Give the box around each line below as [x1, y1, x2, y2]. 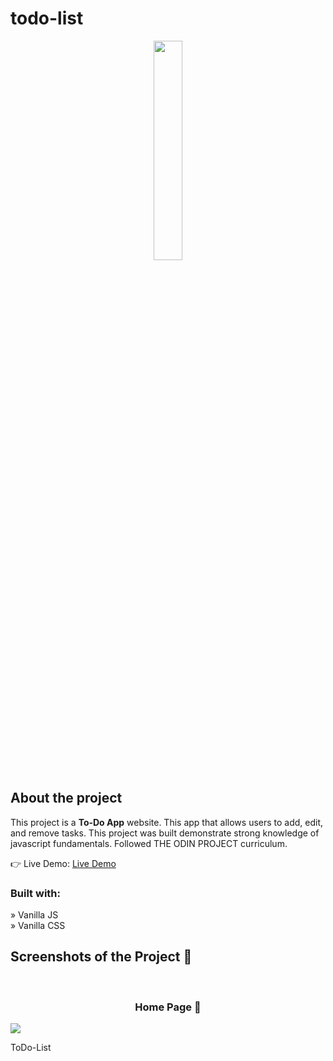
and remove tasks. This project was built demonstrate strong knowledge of [10, 827, 320, 839]
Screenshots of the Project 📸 [10, 948, 193, 966]
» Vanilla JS [10, 909, 59, 921]
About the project [10, 790, 123, 807]
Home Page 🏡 [134, 1000, 202, 1014]
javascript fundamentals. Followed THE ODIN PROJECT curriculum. [10, 837, 288, 849]
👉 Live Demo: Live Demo [10, 857, 117, 869]
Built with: [10, 886, 61, 900]
